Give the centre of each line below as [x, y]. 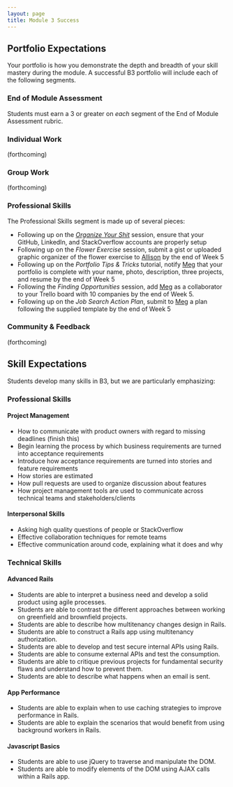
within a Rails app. [43, 777]
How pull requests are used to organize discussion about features [112, 483]
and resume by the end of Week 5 [66, 279]
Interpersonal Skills [36, 514]
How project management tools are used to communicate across [110, 491]
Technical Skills [35, 562]
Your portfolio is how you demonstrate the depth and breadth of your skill [113, 65]
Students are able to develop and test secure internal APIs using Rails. [118, 647]
